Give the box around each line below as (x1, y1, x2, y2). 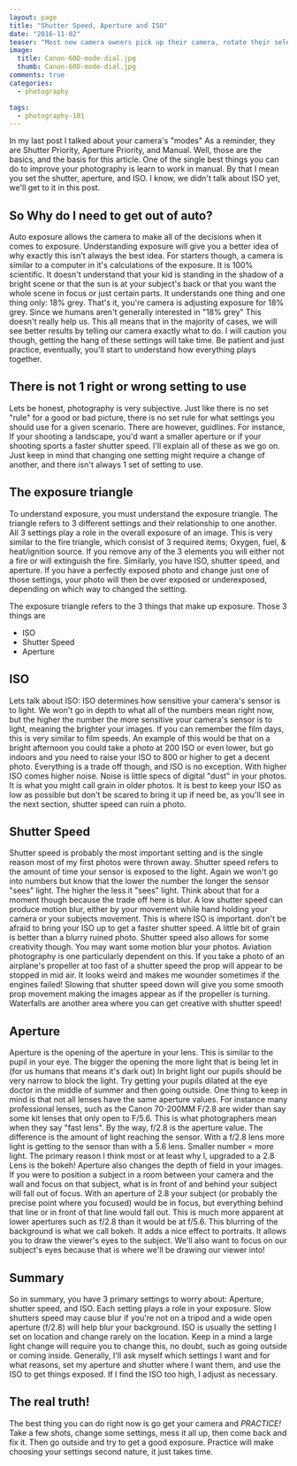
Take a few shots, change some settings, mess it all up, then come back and (9, 1427, 287, 1438)
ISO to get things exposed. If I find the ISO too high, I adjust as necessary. (9, 1369, 278, 1379)
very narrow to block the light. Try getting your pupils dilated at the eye (9, 1076, 268, 1086)
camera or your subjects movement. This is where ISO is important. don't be (9, 913, 287, 925)
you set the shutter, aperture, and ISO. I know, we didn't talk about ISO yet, (9, 173, 281, 184)
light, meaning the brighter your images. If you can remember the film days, (9, 723, 285, 734)
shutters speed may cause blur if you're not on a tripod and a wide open (9, 1312, 272, 1323)
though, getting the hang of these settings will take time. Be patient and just (9, 335, 285, 346)
